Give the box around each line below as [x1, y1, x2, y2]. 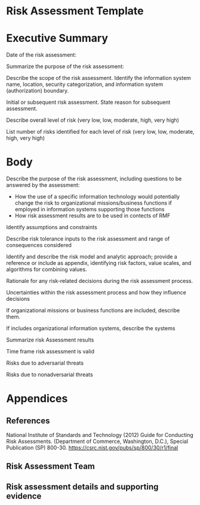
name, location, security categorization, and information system [6, 81, 163, 88]
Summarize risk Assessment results [6, 336, 94, 344]
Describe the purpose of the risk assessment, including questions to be [6, 175, 182, 183]
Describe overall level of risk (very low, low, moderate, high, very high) [6, 116, 179, 124]
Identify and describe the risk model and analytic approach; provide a [6, 253, 177, 260]
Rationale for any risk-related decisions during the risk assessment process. [6, 278, 193, 285]
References [6, 415, 50, 426]
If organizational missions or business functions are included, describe [6, 307, 180, 314]
